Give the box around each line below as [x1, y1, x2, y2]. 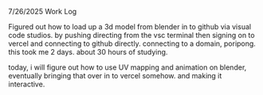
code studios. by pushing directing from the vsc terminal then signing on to [8, 31, 255, 40]
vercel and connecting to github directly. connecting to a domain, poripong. [8, 39, 257, 48]
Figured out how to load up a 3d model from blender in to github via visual [8, 22, 252, 31]
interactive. [8, 79, 45, 89]
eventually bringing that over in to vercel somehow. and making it [8, 71, 222, 80]
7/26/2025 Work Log [8, 7, 77, 16]
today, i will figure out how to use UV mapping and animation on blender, [8, 63, 247, 72]
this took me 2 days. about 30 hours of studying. [8, 47, 168, 56]
